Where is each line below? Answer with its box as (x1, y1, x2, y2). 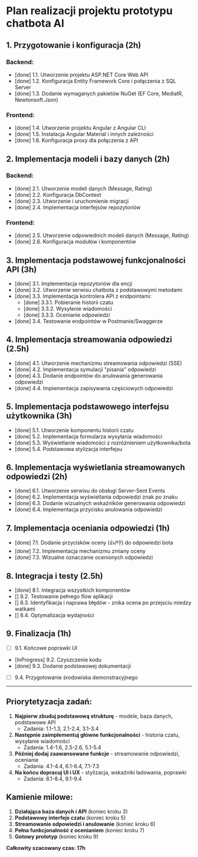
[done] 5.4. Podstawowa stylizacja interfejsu (14, 445, 123, 452)
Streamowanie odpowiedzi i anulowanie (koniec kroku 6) (14, 820, 156, 828)
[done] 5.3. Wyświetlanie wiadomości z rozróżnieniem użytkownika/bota (14, 439, 191, 446)
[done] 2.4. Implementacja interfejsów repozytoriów (14, 203, 141, 210)
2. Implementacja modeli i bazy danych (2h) (6, 154, 170, 164)
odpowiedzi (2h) (6, 472, 68, 482)
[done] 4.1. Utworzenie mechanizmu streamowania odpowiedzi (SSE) (14, 360, 183, 367)
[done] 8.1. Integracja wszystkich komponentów (14, 586, 131, 594)
